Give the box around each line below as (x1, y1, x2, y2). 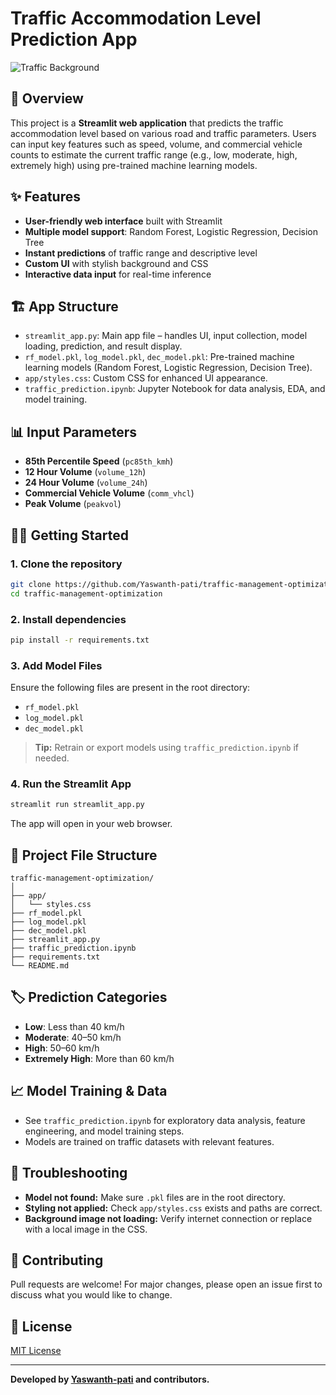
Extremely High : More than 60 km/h (24, 1052, 175, 1064)
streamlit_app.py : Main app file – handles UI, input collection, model (24, 330, 308, 342)
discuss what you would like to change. (10, 1289, 173, 1301)
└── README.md (10, 961, 70, 971)
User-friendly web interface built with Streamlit (24, 215, 223, 227)
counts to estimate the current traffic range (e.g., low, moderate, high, (10, 148, 298, 161)
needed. (34, 752, 70, 764)
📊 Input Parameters (10, 423, 137, 441)
